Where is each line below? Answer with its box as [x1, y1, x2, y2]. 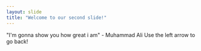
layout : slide [6, 8, 42, 15]
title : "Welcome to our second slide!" [6, 15, 107, 21]
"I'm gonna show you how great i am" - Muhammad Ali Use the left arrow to [6, 31, 196, 38]
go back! [6, 38, 28, 45]
